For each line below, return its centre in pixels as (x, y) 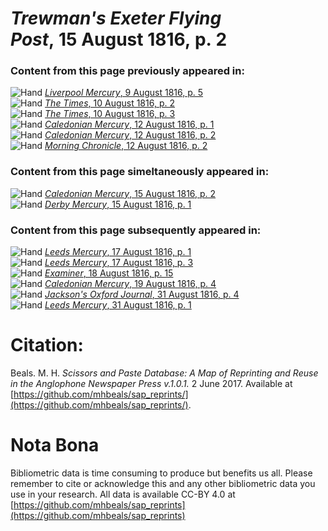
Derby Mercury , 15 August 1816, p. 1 (118, 204)
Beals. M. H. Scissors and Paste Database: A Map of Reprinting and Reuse (164, 373)
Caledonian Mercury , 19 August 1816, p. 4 (130, 284)
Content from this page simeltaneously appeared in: (140, 172)
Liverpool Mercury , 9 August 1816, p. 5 (124, 93)
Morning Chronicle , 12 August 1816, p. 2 (126, 146)
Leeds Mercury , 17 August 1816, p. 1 (118, 252)
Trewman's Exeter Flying (116, 18)
